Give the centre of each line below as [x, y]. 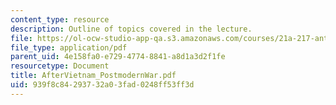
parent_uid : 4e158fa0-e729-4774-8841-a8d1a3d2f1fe [118, 57]
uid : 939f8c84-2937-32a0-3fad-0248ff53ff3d [102, 85]
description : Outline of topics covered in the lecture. [131, 29]
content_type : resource [60, 19]
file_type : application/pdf [69, 47]
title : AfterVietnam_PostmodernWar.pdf [93, 76]
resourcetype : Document [60, 66]
